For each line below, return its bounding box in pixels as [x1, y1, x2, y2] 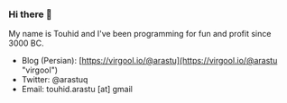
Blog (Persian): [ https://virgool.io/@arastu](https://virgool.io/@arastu [21, 56, 278, 66]
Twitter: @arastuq [21, 74, 88, 85]
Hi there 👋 [8, 8, 53, 21]
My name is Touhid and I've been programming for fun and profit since [8, 29, 272, 39]
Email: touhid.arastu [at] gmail [21, 84, 133, 95]
